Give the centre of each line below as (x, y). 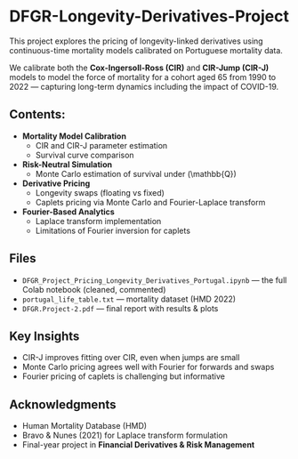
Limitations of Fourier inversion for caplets (113, 230)
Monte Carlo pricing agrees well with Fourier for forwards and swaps (148, 367)
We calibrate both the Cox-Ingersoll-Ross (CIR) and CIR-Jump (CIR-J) (139, 68)
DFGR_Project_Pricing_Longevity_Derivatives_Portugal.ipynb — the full (154, 280)
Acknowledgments (63, 404)
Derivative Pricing (56, 183)
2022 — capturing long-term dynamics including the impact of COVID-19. (144, 86)
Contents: (37, 114)
